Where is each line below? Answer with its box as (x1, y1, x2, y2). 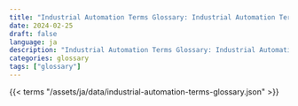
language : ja (9, 37, 58, 47)
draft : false (9, 29, 58, 38)
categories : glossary (9, 54, 90, 63)
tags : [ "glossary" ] (9, 63, 82, 72)
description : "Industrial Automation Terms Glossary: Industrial (9, 46, 255, 55)
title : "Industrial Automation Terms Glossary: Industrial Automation (9, 12, 276, 22)
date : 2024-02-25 (9, 21, 74, 30)
